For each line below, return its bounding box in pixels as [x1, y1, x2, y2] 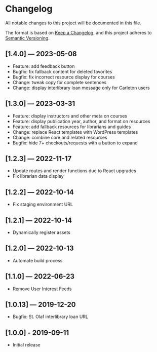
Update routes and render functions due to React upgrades [12, 168, 137, 174]
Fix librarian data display [12, 173, 64, 179]
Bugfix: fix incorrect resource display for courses [12, 74, 115, 80]
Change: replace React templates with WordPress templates [12, 129, 138, 135]
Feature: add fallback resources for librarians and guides [12, 124, 131, 130]
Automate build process [12, 257, 63, 263]
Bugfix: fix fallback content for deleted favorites [12, 68, 112, 74]
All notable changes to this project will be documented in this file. [5, 20, 142, 26]
